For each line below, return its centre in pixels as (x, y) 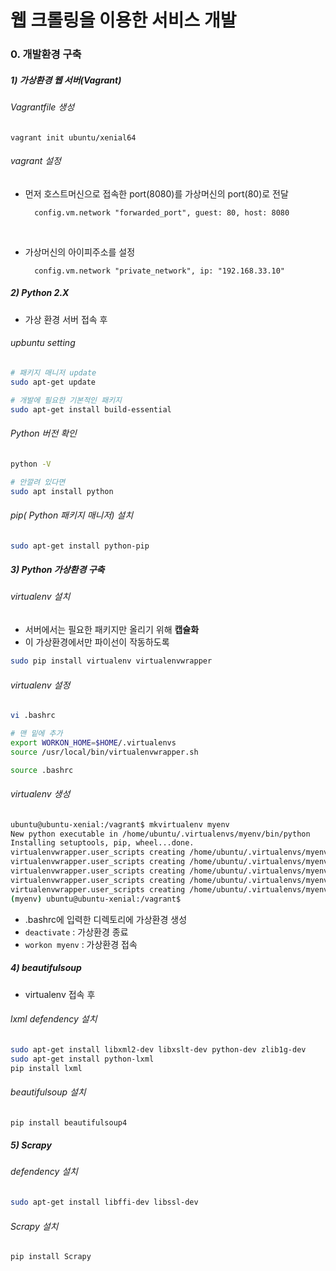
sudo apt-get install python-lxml (82, 1059)
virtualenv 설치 (40, 597)
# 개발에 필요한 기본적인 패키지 (66, 400)
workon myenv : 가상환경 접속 (81, 944)
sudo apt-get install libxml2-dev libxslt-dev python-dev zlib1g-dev (158, 1049)
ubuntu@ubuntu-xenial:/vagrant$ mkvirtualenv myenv (120, 824)
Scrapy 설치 (34, 1226)
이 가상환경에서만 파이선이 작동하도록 (97, 642)
